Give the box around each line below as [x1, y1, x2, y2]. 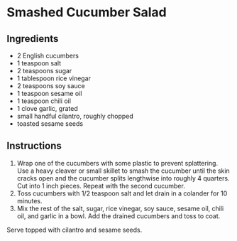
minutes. [16, 196, 43, 205]
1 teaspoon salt [16, 59, 62, 68]
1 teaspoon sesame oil [16, 90, 82, 97]
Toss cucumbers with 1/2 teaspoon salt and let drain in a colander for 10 [16, 189, 228, 198]
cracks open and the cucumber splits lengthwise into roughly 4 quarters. [16, 173, 230, 182]
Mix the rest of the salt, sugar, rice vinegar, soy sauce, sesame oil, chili [16, 204, 224, 213]
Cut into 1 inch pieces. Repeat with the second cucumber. [16, 181, 185, 190]
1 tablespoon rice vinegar [16, 74, 92, 82]
